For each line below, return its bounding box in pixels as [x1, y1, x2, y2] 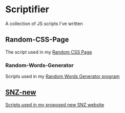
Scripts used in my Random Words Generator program [5, 73, 120, 80]
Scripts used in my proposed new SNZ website [5, 101, 105, 108]
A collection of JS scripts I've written [5, 20, 83, 27]
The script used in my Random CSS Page [5, 49, 92, 55]
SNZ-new [5, 88, 36, 97]
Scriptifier [5, 4, 50, 15]
